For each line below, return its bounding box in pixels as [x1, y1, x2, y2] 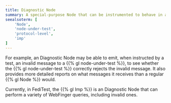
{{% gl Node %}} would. [5, 76, 56, 82]
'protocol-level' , [14, 31, 53, 36]
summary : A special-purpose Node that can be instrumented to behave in [5, 12, 163, 17]
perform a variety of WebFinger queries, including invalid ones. [5, 91, 138, 97]
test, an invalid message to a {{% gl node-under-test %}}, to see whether [5, 60, 159, 66]
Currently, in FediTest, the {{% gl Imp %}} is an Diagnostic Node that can [5, 86, 158, 92]
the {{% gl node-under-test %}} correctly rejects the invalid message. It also [5, 65, 166, 71]
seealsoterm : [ [5, 17, 38, 22]
